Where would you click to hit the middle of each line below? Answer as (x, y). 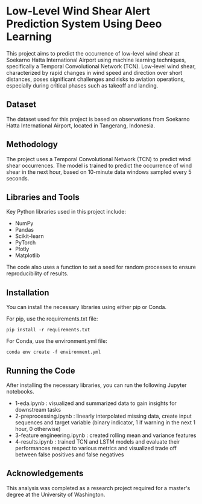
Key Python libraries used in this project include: (66, 212)
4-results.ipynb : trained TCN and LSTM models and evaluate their (97, 442)
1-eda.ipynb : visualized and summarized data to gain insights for (96, 403)
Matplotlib (27, 255)
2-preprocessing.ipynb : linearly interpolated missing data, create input (103, 416)
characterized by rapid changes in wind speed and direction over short (94, 72)
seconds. (18, 178)
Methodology (32, 145)
